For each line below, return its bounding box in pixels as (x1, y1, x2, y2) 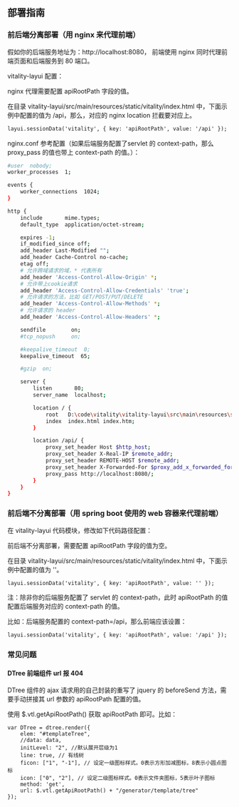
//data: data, (20, 737, 62, 744)
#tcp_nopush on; (20, 333, 81, 340)
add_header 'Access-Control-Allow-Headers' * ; (20, 313, 161, 321)
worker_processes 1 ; (7, 168, 72, 176)
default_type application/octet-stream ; (20, 220, 144, 228)
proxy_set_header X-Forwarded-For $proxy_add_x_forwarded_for (45, 463, 234, 471)
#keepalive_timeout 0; (20, 345, 91, 353)
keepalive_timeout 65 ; (20, 352, 91, 360)
